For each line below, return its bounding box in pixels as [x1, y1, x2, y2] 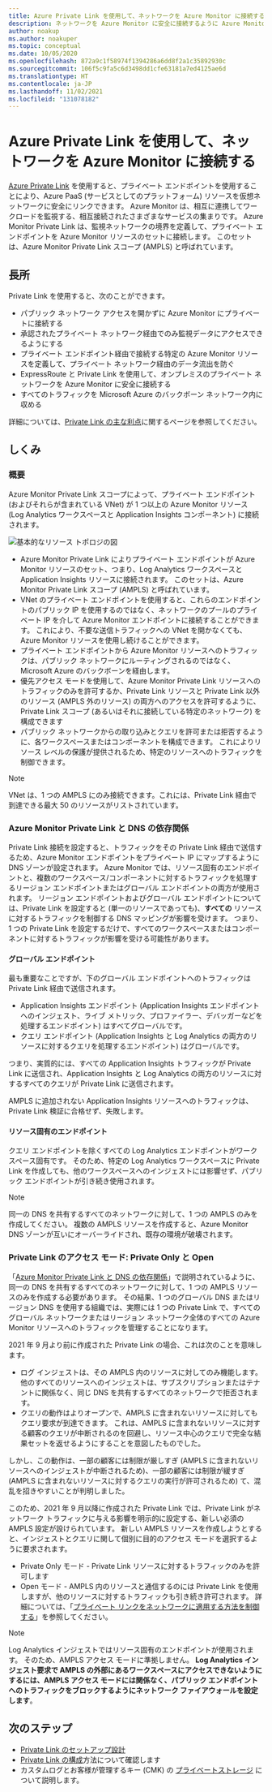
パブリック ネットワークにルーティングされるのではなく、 [41, 655, 235, 666]
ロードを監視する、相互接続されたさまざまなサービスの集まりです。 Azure [15, 212, 264, 222]
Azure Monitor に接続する [82, 153, 257, 171]
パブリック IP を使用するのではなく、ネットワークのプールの [34, 605, 237, 614]
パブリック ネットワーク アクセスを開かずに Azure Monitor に [19, 308, 225, 317]
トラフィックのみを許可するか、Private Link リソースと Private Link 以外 [19, 686, 261, 696]
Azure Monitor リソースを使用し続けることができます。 [19, 635, 204, 645]
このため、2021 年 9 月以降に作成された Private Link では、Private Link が [8, 1503, 254, 1513]
